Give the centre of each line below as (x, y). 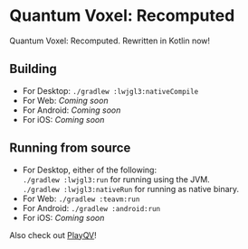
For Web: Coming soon (65, 100)
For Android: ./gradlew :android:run (91, 207)
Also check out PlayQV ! (53, 235)
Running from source (70, 148)
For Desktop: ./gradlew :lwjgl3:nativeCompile (110, 90)
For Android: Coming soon (72, 110)
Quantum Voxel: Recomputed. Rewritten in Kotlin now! (110, 41)
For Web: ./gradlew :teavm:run (81, 198)
